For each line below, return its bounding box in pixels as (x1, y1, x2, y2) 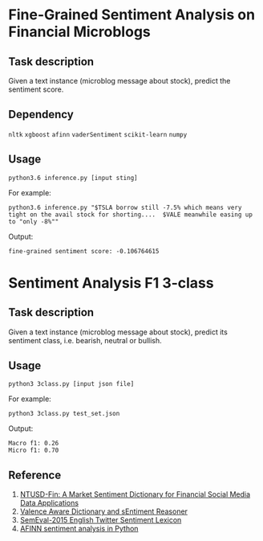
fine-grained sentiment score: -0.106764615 (8, 247, 160, 255)
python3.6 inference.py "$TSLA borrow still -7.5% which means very (8, 203, 242, 211)
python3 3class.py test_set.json (8, 410, 120, 418)
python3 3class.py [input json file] (8, 380, 135, 388)
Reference (8, 468, 62, 482)
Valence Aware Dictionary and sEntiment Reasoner (19, 506, 188, 516)
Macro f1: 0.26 (8, 440, 59, 448)
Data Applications (19, 498, 79, 508)
